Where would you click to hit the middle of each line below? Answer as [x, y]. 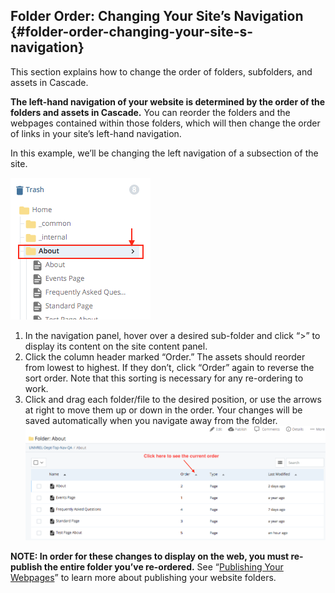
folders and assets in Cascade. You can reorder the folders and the [150, 112]
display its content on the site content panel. [116, 346]
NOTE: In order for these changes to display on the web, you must [150, 556]
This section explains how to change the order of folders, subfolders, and [161, 71]
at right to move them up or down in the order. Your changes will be [163, 410]
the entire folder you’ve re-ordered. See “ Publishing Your [163, 566]
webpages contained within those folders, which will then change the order [165, 123]
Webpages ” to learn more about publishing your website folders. [143, 577]
